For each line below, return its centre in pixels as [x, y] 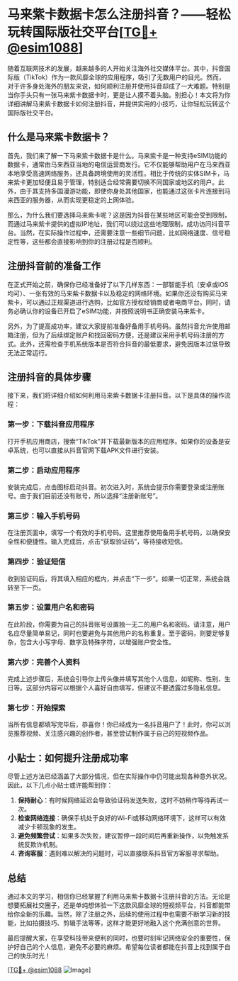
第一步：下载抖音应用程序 [51, 425]
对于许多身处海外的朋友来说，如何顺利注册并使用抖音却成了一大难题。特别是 [119, 86]
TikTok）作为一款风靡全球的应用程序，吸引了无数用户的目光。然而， [125, 77]
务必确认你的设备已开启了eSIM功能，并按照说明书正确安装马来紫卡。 [108, 311]
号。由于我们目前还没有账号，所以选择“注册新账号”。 [85, 495]
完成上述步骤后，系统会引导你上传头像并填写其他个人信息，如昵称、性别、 [116, 679]
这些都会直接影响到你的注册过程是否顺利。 [94, 241]
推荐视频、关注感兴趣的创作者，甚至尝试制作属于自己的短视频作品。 [113, 734]
